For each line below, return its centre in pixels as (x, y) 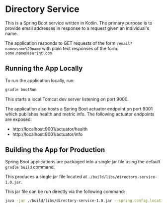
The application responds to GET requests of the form (60, 43)
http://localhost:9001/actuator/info (47, 134)
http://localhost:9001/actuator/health (50, 129)
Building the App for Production (55, 150)
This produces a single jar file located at (46, 177)
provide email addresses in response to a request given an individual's (77, 28)
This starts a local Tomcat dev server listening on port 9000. (67, 99)
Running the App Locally (44, 68)
